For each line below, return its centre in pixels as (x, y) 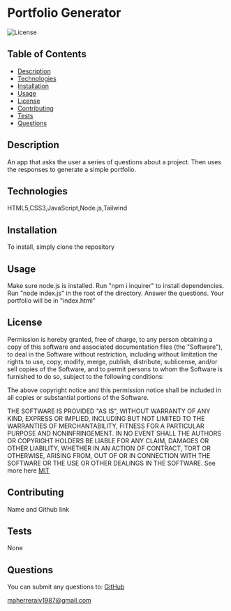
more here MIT (29, 470)
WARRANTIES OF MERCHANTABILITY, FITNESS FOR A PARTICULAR (106, 426)
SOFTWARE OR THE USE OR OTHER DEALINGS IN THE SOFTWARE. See (112, 463)
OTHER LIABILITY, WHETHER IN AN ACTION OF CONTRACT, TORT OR (109, 448)
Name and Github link (38, 509)
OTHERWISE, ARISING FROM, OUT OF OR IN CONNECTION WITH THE (109, 455)
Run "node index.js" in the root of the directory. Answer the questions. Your (116, 293)
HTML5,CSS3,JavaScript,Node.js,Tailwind (67, 208)
